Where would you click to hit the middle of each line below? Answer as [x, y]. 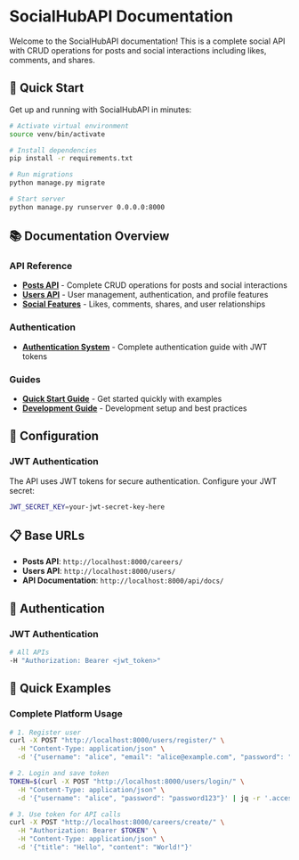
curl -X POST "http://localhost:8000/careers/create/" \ [117, 823]
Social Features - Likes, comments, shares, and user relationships [144, 304]
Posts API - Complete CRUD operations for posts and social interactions [154, 285]
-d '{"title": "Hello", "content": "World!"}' [105, 848]
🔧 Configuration [54, 436]
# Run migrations [41, 175]
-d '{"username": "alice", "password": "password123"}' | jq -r [139, 798]
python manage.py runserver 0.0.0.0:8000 [87, 207]
